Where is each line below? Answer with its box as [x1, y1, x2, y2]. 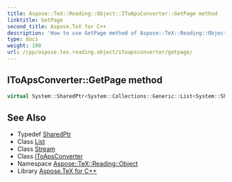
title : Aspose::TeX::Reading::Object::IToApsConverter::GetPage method [7, 10, 217, 17]
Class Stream [17, 145, 56, 153]
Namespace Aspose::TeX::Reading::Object [17, 160, 138, 168]
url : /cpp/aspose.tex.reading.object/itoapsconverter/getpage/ [7, 49, 193, 56]
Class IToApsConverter [17, 152, 84, 161]
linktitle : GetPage [7, 17, 64, 24]
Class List [17, 138, 46, 146]
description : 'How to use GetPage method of [7, 29, 137, 37]
